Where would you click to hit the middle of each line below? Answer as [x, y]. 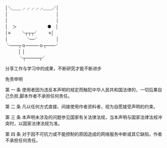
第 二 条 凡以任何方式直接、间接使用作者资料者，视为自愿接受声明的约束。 [81, 106]
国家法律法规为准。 [42, 123]
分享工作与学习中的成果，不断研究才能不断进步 [53, 68]
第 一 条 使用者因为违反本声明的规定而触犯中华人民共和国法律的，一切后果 [81, 90]
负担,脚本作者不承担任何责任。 [41, 96]
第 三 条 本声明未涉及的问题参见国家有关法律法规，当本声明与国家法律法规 [81, 117]
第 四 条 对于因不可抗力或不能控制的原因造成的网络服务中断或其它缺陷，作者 [84, 134]
